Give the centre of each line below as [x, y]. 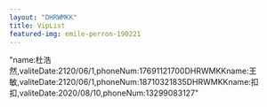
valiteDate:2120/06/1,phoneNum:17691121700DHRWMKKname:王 [138, 71]
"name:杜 [27, 60]
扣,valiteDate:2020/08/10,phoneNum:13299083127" [104, 93]
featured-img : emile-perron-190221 [75, 34]
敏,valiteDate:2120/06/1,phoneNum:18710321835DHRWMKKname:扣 [134, 82]
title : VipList [37, 26]
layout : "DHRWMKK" [43, 17]
